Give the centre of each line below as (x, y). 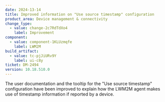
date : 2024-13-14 (23, 10)
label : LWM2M (28, 47)
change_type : (19, 24)
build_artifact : (22, 51)
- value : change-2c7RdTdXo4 (39, 28)
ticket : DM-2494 (22, 65)
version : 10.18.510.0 (28, 70)
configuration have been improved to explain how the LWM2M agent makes (83, 89)
